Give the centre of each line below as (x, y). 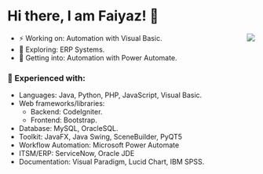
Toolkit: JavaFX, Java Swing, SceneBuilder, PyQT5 (100, 137)
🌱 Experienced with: (46, 78)
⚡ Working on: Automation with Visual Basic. (90, 38)
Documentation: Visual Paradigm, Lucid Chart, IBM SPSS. (111, 162)
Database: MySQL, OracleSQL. (68, 129)
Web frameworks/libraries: (62, 103)
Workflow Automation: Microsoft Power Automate (99, 145)
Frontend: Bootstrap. (64, 120)
